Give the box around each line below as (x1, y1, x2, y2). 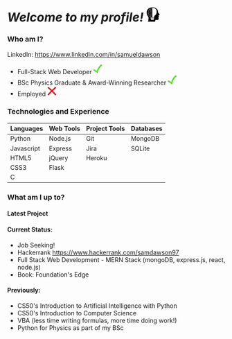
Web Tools (48, 125, 81, 133)
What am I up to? (7, 192, 65, 202)
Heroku (86, 153, 107, 162)
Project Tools (86, 125, 125, 133)
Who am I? (7, 35, 44, 44)
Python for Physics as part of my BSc (17, 323, 124, 332)
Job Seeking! (17, 241, 55, 249)
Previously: (7, 286, 41, 295)
